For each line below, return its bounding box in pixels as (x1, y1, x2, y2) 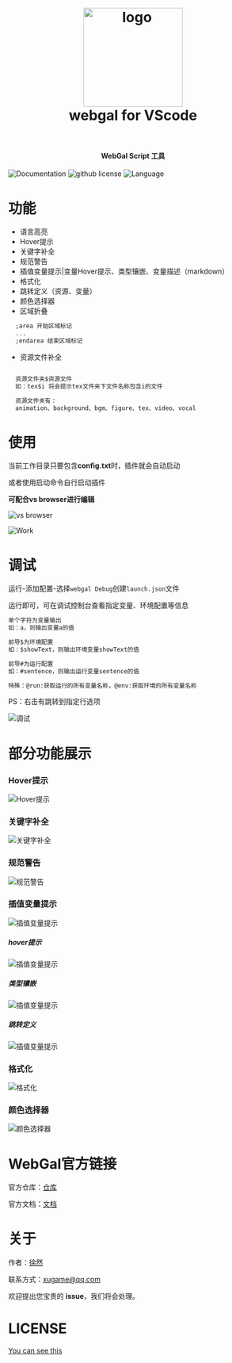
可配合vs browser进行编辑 (8, 495, 95, 504)
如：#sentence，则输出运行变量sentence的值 (8, 667, 140, 676)
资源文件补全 (19, 352, 62, 362)
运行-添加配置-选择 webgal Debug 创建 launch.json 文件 (8, 584, 180, 593)
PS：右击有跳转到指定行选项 (8, 697, 101, 706)
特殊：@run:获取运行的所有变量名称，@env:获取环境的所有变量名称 (8, 681, 197, 690)
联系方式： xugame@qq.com (8, 1275, 101, 1285)
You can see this (8, 1346, 63, 1356)
